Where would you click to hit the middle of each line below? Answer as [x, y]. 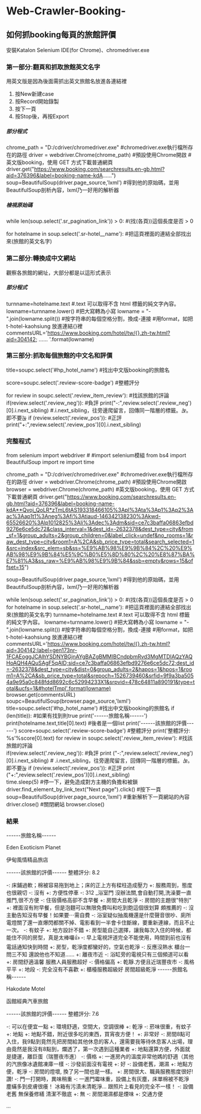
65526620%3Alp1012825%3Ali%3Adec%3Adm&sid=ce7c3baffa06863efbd [100, 523]
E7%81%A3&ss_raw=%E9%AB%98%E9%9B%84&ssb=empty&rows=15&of [100, 561]
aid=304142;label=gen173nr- [42, 650]
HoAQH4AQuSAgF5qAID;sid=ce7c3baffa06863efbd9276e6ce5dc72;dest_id [100, 663]
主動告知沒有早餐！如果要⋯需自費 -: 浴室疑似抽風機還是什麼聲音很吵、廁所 [99, 915]
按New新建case [34, 94]
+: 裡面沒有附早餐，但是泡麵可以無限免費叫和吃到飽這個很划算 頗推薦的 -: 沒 [100, 907]
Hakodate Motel [26, 989]
